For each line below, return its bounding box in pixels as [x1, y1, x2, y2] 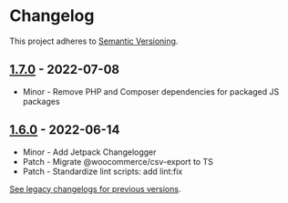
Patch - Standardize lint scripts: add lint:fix [22, 166, 183, 177]
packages [22, 96, 61, 107]
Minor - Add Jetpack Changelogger [22, 147, 157, 157]
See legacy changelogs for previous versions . [9, 183, 181, 194]
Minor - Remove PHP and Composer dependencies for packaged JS [22, 86, 280, 96]
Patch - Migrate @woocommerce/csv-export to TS [22, 156, 214, 167]
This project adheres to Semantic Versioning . [9, 36, 179, 46]
